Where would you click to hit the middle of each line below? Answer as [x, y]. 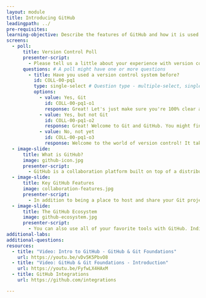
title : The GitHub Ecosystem [60, 212]
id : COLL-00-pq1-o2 [70, 120]
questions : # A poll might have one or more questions [94, 69]
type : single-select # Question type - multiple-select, [108, 86]
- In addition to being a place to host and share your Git [107, 200]
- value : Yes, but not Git [74, 115]
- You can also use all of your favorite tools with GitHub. [108, 229]
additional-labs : [29, 234]
